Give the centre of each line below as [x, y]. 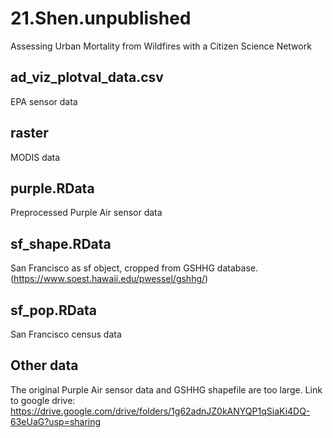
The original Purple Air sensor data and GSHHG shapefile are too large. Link [166, 389]
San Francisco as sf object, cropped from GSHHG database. [134, 268]
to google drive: [43, 400]
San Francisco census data [66, 334]
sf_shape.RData [61, 243]
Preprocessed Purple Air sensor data [86, 213]
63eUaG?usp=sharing [56, 421]
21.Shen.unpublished [101, 18]
